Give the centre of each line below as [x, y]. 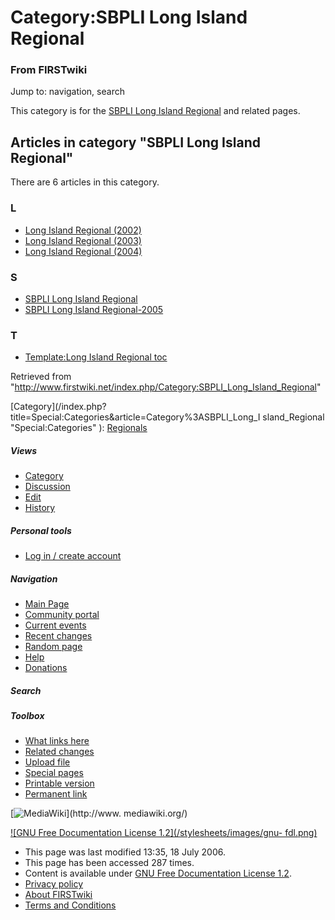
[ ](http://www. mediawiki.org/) [99, 813]
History [40, 508]
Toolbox [27, 716]
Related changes [59, 752]
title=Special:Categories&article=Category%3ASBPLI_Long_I [135, 417]
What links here [57, 741]
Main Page [47, 604]
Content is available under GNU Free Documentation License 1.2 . [158, 873]
